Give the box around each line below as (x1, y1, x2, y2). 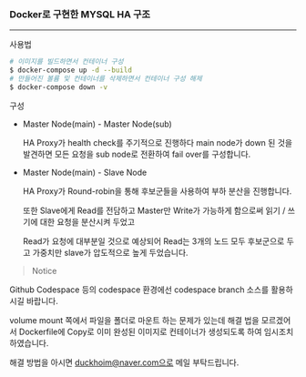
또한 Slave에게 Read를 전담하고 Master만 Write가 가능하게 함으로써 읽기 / (22, 205, 286, 216)
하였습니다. (9, 337, 49, 348)
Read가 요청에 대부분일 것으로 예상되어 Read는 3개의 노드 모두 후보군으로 (22, 235, 285, 247)
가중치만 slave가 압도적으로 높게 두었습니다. (32, 247, 189, 258)
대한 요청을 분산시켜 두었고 (39, 216, 135, 227)
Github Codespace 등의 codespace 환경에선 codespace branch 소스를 (9, 284, 270, 295)
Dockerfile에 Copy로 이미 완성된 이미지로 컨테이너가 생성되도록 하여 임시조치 (18, 326, 294, 337)
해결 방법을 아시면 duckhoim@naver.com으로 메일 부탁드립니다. (9, 357, 240, 368)
